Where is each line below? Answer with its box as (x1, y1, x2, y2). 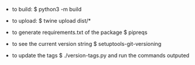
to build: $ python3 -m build (11, 6, 82, 13)
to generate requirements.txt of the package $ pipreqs (11, 29, 148, 36)
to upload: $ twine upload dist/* (11, 17, 91, 24)
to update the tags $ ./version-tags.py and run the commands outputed (11, 52, 190, 59)
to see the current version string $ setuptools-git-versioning (11, 41, 162, 47)
